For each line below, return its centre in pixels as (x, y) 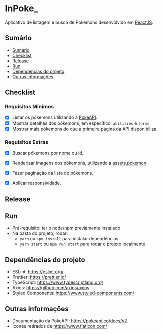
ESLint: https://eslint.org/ (38, 272)
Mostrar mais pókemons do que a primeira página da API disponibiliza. (85, 129)
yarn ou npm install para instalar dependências (69, 239)
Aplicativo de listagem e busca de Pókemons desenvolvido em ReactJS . (79, 22)
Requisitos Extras (27, 142)
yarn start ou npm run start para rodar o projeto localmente (82, 244)
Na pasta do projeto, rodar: (40, 233)
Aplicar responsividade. (37, 183)
